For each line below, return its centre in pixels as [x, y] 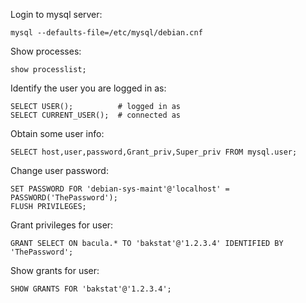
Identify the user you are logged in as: [88, 88]
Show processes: [46, 51]
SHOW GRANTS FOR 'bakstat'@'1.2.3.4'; [91, 289]
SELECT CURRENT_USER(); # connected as [96, 115]
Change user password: [59, 170]
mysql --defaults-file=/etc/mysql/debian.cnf [106, 33]
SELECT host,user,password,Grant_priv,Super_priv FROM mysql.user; [154, 152]
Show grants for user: [55, 270]
